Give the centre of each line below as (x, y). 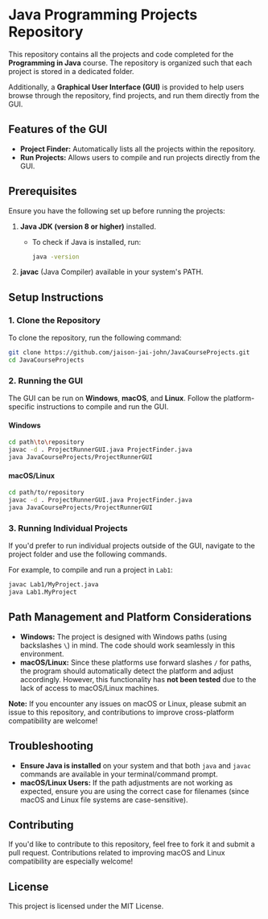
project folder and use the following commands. (88, 554)
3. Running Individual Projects (68, 528)
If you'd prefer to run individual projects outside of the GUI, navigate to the (132, 546)
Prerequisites (43, 191)
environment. (42, 653)
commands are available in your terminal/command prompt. (119, 774)
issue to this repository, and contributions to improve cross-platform (122, 712)
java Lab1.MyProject (43, 592)
